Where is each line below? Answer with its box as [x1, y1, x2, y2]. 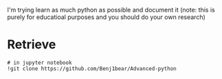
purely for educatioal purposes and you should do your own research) [7, 13, 206, 21]
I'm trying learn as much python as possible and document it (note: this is [7, 6, 215, 14]
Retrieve [7, 37, 56, 52]
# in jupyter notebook [7, 59, 72, 66]
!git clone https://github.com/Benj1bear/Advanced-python [7, 65, 177, 72]
